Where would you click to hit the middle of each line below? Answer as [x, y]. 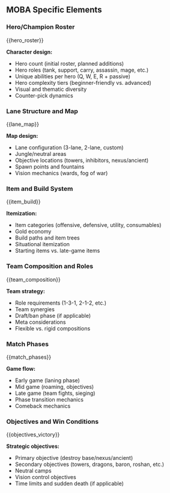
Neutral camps [33, 471]
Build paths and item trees [47, 238]
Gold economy [33, 232]
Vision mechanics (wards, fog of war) [61, 173]
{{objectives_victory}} [33, 435]
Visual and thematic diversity [51, 89]
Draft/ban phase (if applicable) [53, 315]
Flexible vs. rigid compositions [53, 328]
